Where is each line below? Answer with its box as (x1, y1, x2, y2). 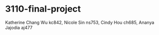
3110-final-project (5, 3, 81, 15)
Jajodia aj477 (5, 24, 33, 30)
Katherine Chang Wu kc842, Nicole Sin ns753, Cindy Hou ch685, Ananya (5, 19, 155, 25)
